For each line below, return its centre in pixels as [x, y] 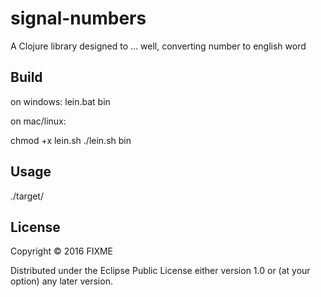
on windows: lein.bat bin [60, 101]
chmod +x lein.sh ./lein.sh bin [71, 140]
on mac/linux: [38, 121]
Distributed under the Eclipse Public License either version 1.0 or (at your [160, 271]
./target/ [27, 196]
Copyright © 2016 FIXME [62, 251]
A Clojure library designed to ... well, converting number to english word [158, 46]
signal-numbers [78, 18]
